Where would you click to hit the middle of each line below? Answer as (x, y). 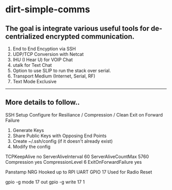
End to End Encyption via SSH (44, 49)
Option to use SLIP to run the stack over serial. (62, 71)
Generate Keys (28, 130)
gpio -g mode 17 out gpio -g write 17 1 (45, 182)
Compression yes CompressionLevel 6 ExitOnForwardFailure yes (74, 162)
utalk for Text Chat (32, 65)
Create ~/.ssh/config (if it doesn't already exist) (63, 141)
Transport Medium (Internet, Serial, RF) (54, 76)
